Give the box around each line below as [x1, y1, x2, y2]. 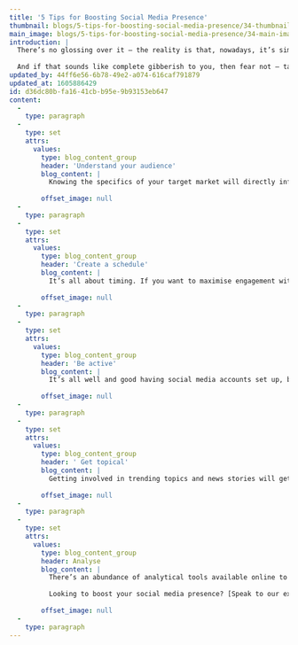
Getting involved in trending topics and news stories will [48, 474, 276, 483]
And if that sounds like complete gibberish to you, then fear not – [17, 63, 279, 72]
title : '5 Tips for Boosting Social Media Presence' [9, 12, 208, 22]
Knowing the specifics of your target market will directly [48, 178, 276, 187]
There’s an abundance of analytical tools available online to [48, 573, 288, 582]
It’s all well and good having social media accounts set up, [48, 376, 284, 385]
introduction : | [9, 37, 69, 47]
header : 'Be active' [41, 359, 117, 368]
